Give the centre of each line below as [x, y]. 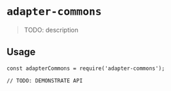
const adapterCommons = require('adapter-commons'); [86, 68]
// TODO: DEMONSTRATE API [45, 80]
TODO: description [51, 30]
